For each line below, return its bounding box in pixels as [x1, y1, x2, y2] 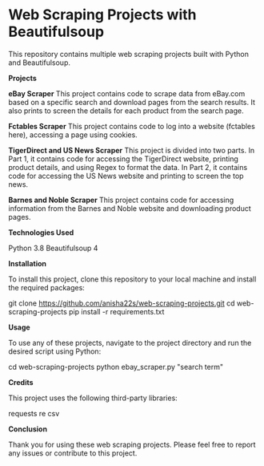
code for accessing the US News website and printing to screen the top [8, 171, 244, 180]
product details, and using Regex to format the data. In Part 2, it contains [8, 162, 248, 172]
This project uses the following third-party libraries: [8, 393, 178, 403]
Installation [8, 258, 46, 268]
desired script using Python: [8, 346, 102, 356]
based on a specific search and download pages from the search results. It [8, 97, 256, 107]
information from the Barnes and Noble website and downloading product [8, 203, 252, 213]
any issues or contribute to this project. [8, 448, 138, 458]
